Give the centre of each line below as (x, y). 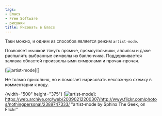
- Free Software (21, 18)
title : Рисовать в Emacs (30, 28)
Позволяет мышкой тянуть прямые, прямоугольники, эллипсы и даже (78, 51)
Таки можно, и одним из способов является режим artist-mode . (72, 41)
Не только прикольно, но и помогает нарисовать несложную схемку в (78, 80)
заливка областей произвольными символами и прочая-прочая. (72, 61)
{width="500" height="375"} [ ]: (50, 94)
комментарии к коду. (27, 85)
